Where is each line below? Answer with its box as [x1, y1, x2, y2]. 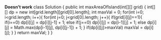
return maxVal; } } [17, 30, 53, 35]
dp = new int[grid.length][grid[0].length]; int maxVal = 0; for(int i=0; [9, 9, 144, 15]
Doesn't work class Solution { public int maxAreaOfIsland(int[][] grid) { [4, 4, 146, 10]
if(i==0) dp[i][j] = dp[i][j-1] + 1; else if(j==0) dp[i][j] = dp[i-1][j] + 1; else [4, 19, 146, 25]
